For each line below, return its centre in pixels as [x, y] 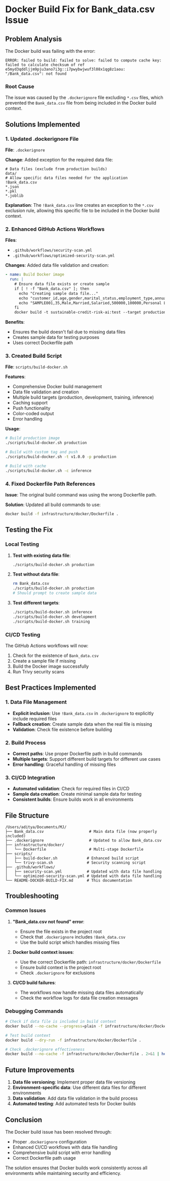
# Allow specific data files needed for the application [67, 178]
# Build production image [32, 438]
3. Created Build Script [34, 356]
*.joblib [14, 196]
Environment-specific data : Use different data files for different [79, 1087]
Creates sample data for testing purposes [56, 337]
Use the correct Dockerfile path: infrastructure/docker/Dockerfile [91, 962]
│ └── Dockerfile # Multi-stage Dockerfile [74, 850]
